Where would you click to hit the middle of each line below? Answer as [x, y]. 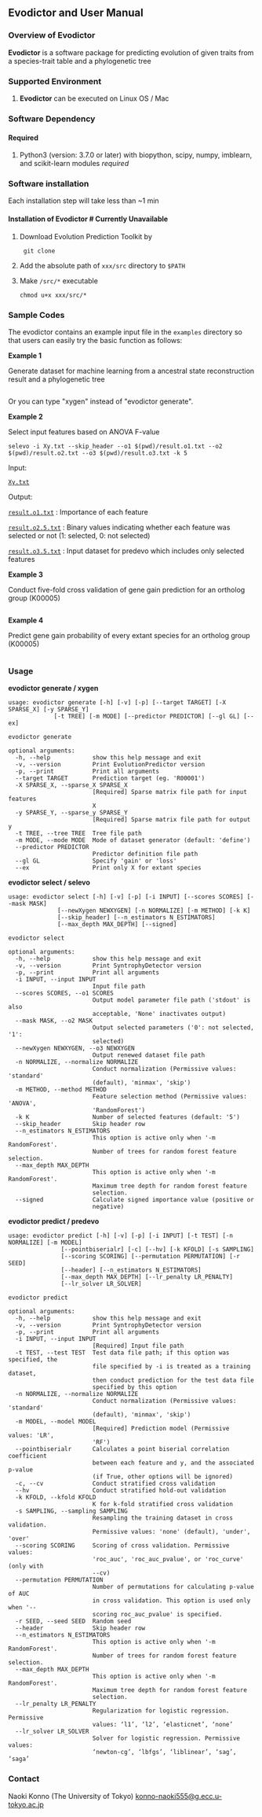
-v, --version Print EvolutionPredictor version [110, 765]
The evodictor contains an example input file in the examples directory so [126, 332]
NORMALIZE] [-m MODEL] [45, 1243]
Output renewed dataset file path [149, 1055]
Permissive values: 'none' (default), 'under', [171, 1532]
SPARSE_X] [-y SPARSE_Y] [49, 710]
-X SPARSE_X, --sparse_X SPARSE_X [71, 785]
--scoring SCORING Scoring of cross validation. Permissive [122, 1546]
